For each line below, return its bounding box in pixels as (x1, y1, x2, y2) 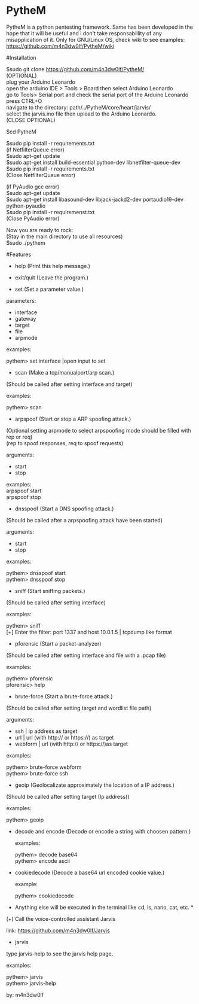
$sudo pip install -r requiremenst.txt (6, 208, 95, 215)
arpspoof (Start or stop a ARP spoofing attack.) (14, 415, 131, 422)
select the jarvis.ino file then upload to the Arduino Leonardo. (6, 110, 157, 117)
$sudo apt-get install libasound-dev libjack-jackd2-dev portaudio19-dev (6, 196, 184, 203)
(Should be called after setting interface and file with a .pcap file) (6, 652, 166, 659)
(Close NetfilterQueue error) (6, 171, 76, 178)
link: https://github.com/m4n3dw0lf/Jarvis (6, 927, 111, 934)
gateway (14, 315, 36, 322)
